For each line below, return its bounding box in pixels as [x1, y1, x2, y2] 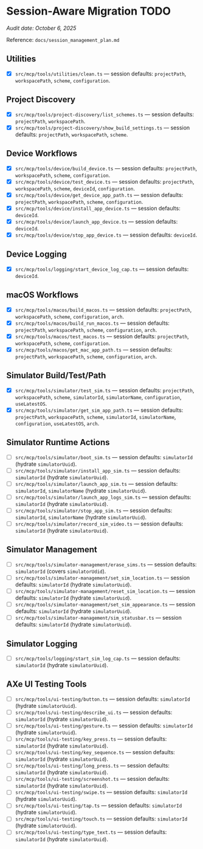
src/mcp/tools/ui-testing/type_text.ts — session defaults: [15, 828, 167, 836]
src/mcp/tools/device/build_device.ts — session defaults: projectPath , [15, 164, 198, 172]
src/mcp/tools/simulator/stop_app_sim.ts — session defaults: [15, 507, 173, 514]
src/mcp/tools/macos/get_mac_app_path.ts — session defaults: [15, 345, 173, 353]
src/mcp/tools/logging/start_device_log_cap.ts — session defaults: [15, 265, 189, 272]
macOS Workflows [6, 290, 79, 300]
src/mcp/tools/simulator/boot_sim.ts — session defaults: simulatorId [15, 453, 193, 460]
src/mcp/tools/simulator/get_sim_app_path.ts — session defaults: [15, 406, 184, 414]
